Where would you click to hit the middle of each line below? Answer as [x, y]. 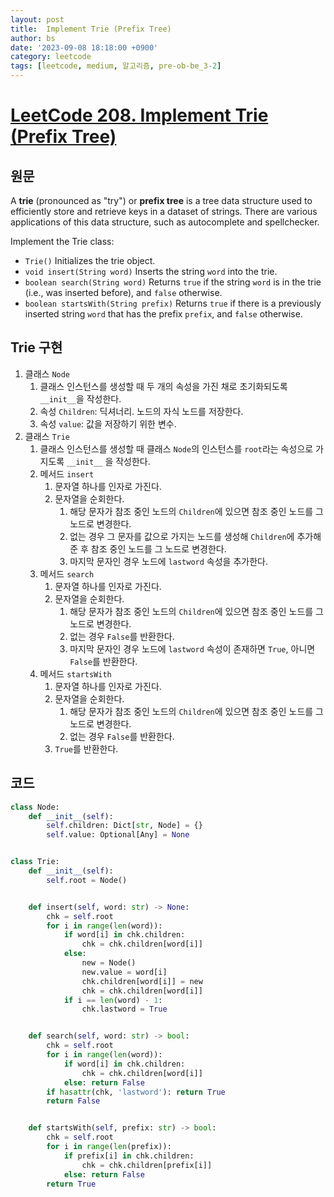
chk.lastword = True [124, 1009]
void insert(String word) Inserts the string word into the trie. [151, 271]
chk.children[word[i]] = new [142, 981]
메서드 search [67, 573]
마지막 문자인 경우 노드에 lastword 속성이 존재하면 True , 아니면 [192, 648]
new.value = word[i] [124, 972]
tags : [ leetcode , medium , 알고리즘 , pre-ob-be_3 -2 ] [116, 66]
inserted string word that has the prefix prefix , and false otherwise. [163, 314]
